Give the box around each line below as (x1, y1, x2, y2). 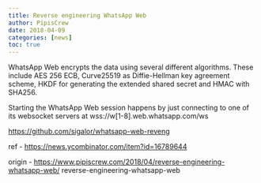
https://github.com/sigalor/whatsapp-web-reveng (8, 127, 170, 136)
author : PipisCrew (8, 19, 69, 27)
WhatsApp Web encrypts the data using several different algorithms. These (8, 62, 254, 72)
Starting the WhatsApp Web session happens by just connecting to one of (8, 103, 249, 113)
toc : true (8, 41, 41, 49)
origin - (8, 157, 32, 166)
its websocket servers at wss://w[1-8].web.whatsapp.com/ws (8, 111, 209, 121)
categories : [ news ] (8, 33, 73, 42)
